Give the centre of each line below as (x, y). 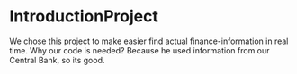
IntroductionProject (84, 16)
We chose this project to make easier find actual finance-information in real (149, 41)
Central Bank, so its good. (57, 60)
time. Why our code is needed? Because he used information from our (139, 50)
